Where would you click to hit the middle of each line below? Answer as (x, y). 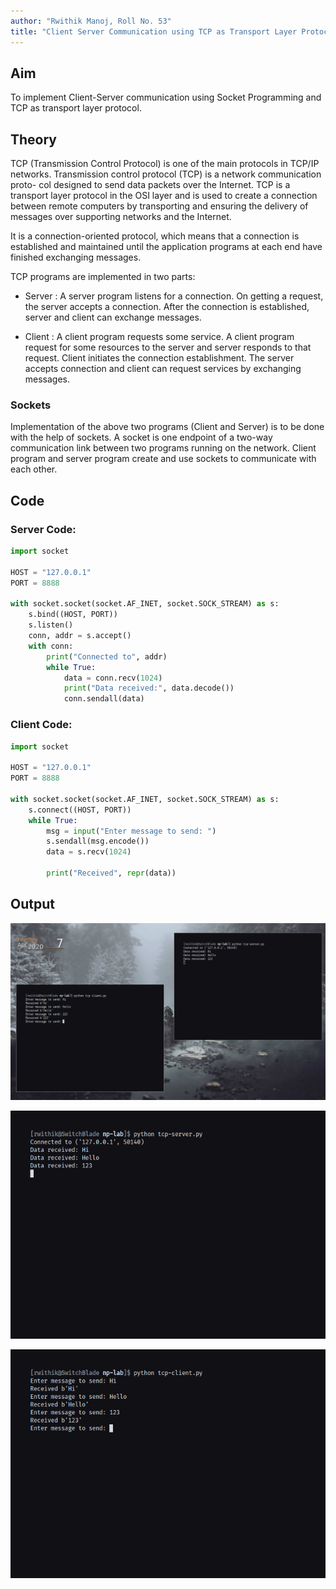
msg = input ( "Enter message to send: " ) (131, 831)
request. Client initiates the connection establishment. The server (159, 358)
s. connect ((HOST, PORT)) (80, 810)
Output (32, 904)
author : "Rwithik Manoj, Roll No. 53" (91, 21)
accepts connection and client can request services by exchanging (163, 369)
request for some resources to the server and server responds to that (168, 347)
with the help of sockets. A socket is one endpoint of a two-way (141, 437)
